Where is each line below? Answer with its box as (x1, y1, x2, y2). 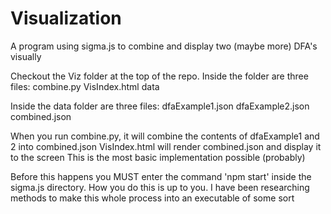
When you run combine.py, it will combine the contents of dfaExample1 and (10, 130, 320, 142)
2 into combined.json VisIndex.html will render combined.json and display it (10, 140, 322, 152)
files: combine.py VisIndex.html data (10, 80, 160, 92)
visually (10, 50, 42, 62)
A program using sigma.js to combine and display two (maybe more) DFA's (10, 40, 318, 52)
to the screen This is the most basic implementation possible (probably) (10, 151, 306, 163)
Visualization (10, 7, 122, 30)
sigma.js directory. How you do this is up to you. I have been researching (10, 181, 310, 193)
